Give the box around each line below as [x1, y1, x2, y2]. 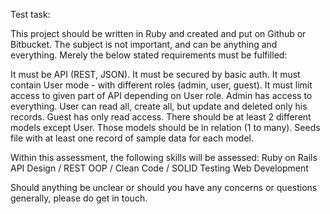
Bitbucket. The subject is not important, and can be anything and [10, 39, 278, 50]
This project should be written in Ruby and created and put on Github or [10, 28, 307, 39]
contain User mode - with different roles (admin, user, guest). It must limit [10, 79, 313, 91]
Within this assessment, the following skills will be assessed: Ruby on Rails [10, 152, 318, 163]
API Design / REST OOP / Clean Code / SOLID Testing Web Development [10, 162, 309, 174]
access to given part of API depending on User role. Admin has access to [10, 90, 313, 101]
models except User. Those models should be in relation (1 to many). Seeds [10, 122, 321, 133]
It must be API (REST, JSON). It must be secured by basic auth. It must [10, 69, 301, 80]
